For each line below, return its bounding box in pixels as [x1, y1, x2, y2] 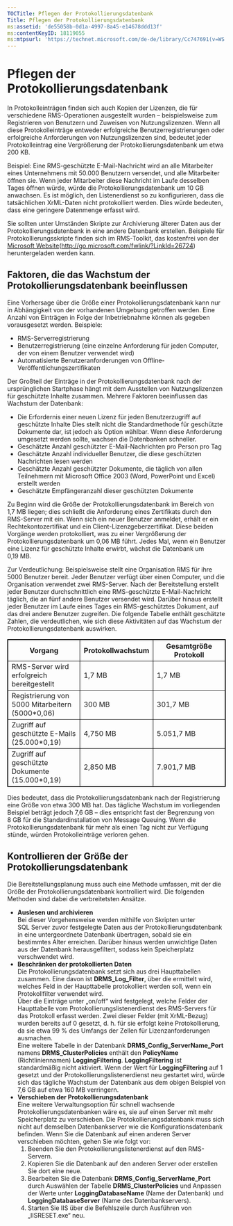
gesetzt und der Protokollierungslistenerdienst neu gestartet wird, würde [17, 1070, 225, 1079]
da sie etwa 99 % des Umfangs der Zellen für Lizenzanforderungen [17, 1026, 210, 1035]
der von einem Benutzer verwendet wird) [17, 348, 135, 357]
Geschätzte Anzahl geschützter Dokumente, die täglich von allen [17, 464, 202, 473]
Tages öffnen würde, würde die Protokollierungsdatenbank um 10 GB [7, 184, 205, 192]
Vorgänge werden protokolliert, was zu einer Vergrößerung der [7, 529, 187, 538]
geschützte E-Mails [11, 728, 76, 738]
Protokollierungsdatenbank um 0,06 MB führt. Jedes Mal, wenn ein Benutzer [7, 537, 226, 545]
